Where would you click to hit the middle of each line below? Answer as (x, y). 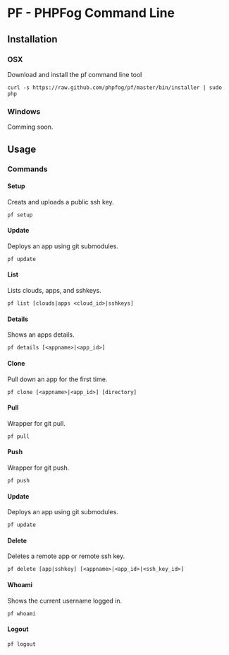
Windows (24, 111)
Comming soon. (30, 127)
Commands (27, 169)
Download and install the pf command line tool (75, 74)
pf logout (22, 644)
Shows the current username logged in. (65, 601)
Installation (32, 39)
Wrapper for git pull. (36, 423)
